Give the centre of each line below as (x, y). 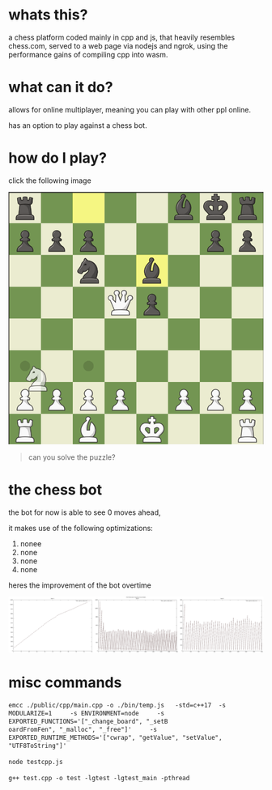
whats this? (48, 15)
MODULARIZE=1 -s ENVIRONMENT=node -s (86, 714)
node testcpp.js (36, 762)
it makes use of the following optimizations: (81, 528)
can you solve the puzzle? (72, 457)
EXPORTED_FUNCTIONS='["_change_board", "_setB (88, 722)
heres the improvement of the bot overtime (80, 585)
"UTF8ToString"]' (38, 746)
